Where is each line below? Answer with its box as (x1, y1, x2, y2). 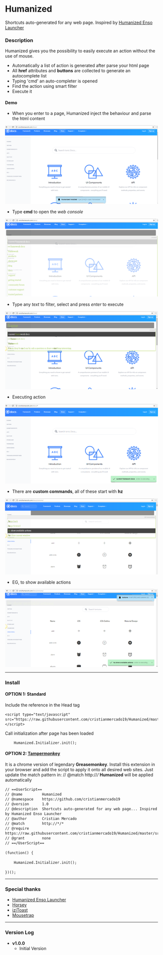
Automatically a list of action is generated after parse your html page (12, 62, 149, 69)
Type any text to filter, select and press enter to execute (12, 301, 124, 307)
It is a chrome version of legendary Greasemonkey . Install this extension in (5, 761, 155, 767)
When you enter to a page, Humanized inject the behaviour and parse (12, 111, 151, 117)
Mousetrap (12, 913, 34, 918)
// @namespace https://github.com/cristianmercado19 (5, 797, 120, 802)
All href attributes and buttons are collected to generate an (12, 68, 131, 74)
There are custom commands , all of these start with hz (12, 488, 123, 494)
